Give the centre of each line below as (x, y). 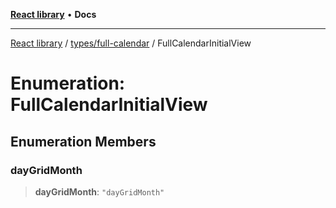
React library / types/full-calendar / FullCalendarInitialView (131, 43)
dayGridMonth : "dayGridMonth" (99, 191)
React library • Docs (53, 14)
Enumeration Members (83, 141)
